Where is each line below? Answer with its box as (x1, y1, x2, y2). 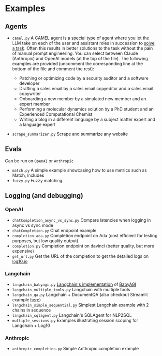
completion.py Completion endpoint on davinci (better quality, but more (12, 243, 155, 248)
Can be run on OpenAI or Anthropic (5, 158, 74, 164)
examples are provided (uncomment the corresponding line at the (12, 61, 143, 66)
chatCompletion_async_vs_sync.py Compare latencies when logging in (12, 217, 151, 223)
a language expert (19, 122, 56, 127)
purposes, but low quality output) (12, 238, 79, 244)
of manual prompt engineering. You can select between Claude (12, 50, 138, 56)
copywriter (19, 91, 41, 96)
